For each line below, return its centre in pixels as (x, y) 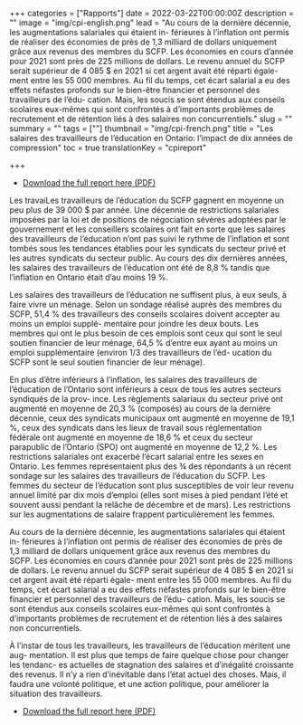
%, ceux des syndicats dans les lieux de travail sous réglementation (136, 428)
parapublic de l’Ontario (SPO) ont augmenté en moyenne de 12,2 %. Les (143, 447)
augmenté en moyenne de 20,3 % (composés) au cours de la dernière (140, 408)
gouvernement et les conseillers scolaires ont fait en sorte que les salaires (148, 229)
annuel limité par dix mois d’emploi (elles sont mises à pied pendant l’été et (149, 495)
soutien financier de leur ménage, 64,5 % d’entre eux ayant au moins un (144, 343)
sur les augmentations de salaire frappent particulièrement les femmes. (142, 514)
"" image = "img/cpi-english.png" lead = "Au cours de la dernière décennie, (150, 23)
